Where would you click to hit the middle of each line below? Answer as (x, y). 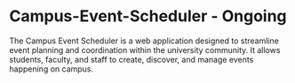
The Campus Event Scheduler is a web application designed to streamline (144, 41)
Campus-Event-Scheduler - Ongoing (148, 16)
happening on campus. (52, 69)
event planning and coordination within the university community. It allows (145, 49)
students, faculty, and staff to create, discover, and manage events (132, 59)
